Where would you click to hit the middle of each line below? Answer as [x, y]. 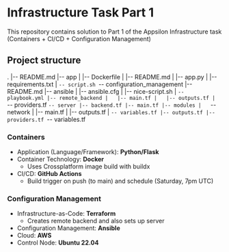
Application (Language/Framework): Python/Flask [88, 152]
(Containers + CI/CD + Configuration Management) [79, 38]
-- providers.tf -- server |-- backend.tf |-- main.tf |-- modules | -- [112, 105]
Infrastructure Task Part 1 [81, 13]
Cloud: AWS [34, 236]
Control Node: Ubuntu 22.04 [58, 243]
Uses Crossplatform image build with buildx [89, 166]
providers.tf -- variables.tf [46, 119]
